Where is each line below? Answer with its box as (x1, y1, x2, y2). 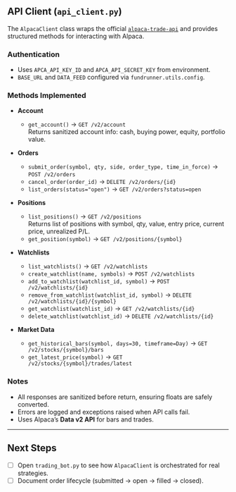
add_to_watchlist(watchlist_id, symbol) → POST (27, 277, 170, 285)
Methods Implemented (7, 91, 86, 101)
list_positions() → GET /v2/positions (27, 212, 142, 221)
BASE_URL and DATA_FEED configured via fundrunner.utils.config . (17, 73, 205, 82)
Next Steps (7, 442, 57, 454)
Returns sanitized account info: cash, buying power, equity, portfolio (27, 128, 226, 136)
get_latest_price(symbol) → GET (27, 352, 123, 362)
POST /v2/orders (27, 171, 76, 178)
